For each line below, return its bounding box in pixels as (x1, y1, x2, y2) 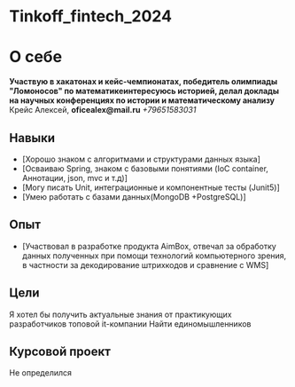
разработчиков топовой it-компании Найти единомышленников (9, 318, 252, 329)
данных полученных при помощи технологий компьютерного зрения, (21, 250, 287, 261)
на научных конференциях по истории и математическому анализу (9, 95, 276, 106)
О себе (9, 47, 63, 67)
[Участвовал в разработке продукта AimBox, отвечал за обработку (21, 241, 276, 251)
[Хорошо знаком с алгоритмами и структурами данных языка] (21, 154, 261, 164)
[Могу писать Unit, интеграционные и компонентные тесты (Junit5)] (21, 182, 281, 193)
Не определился (9, 367, 73, 378)
